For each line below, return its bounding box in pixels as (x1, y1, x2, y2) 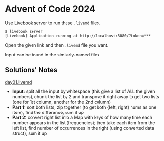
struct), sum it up (12, 130, 47, 136)
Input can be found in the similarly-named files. (5, 52, 101, 57)
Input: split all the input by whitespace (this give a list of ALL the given (12, 88, 155, 94)
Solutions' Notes (5, 66, 58, 74)
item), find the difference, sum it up (12, 109, 84, 115)
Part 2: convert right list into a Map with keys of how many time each (12, 114, 153, 120)
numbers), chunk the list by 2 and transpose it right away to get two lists (12, 93, 159, 99)
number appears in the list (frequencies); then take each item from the (12, 119, 155, 126)
